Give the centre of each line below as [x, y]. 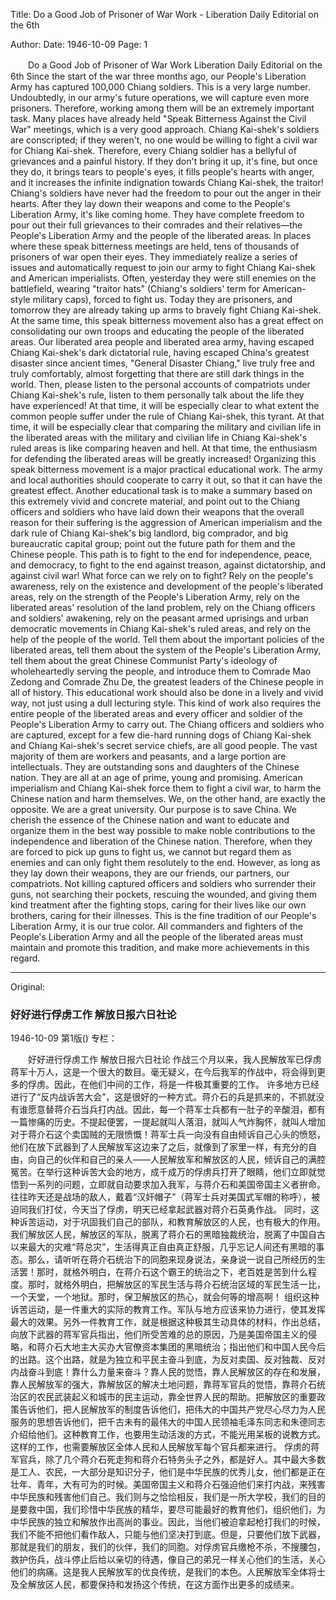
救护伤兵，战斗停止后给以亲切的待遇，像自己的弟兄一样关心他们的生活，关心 [168, 1560]
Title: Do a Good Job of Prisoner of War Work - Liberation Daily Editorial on [164, 14]
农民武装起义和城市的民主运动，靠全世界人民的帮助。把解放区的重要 [176, 1397]
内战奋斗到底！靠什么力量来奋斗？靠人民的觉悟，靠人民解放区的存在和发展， [168, 1372]
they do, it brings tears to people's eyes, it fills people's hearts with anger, [162, 172]
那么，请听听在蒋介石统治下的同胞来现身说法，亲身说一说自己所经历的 [172, 1260]
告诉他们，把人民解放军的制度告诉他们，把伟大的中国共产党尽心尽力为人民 [172, 1410]
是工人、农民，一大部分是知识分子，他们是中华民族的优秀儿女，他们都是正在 [168, 1472]
